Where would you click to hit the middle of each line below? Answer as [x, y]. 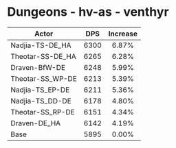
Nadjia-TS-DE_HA [41, 45]
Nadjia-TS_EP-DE [40, 90]
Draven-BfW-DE [38, 67]
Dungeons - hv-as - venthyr [88, 12]
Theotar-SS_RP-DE [43, 112]
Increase [123, 34]
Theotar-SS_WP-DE [44, 78]
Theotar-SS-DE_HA [44, 56]
